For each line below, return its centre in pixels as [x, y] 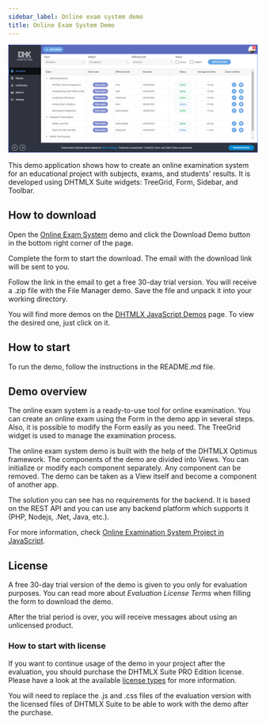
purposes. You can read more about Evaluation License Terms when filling [129, 593]
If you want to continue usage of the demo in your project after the [117, 663]
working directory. [38, 299]
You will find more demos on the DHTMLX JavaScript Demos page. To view [131, 314]
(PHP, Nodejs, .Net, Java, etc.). [59, 517]
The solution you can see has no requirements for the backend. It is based [129, 500]
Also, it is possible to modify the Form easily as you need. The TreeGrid [125, 427]
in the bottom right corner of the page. [71, 242]
